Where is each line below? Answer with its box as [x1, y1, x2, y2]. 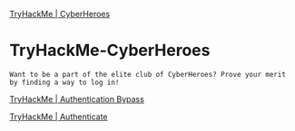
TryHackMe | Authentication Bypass [9, 93, 145, 104]
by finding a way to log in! [9, 78, 120, 87]
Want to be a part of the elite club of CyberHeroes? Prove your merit [9, 70, 286, 79]
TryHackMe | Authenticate [9, 111, 108, 122]
